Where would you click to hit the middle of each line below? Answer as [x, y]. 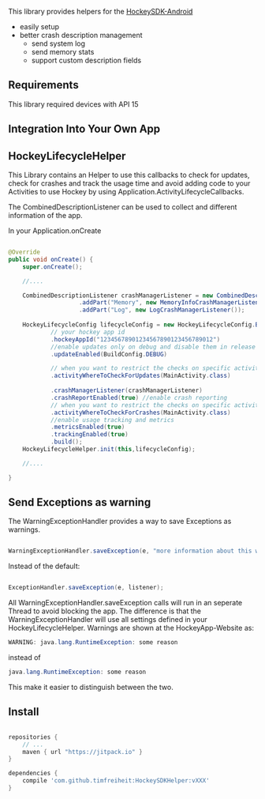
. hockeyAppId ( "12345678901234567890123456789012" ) [135, 339]
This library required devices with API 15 [74, 104]
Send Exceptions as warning [80, 502]
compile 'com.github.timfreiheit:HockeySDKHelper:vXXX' [116, 781]
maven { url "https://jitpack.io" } [83, 752]
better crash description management [81, 35]
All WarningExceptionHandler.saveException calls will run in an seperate [125, 603]
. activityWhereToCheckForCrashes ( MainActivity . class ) [140, 413]
